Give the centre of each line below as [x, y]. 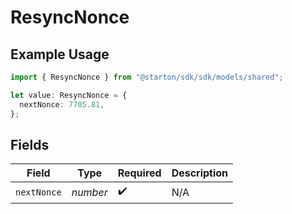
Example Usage [60, 54]
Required [139, 173]
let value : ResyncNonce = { [69, 95]
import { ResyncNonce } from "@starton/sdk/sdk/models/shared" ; [147, 77]
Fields [30, 144]
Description [200, 173]
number [89, 192]
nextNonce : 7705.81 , [62, 104]
